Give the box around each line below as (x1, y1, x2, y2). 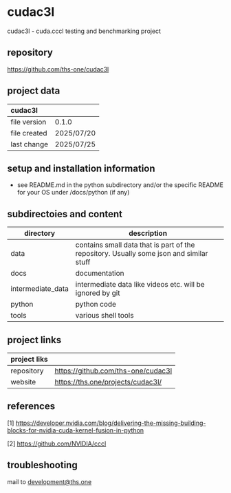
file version (10, 117, 47, 127)
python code (75, 300, 117, 309)
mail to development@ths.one (7, 477, 92, 485)
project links (7, 334, 62, 346)
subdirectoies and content (7, 208, 122, 220)
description (128, 228, 167, 238)
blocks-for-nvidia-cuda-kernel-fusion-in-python (7, 426, 144, 434)
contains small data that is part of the (75, 240, 195, 250)
